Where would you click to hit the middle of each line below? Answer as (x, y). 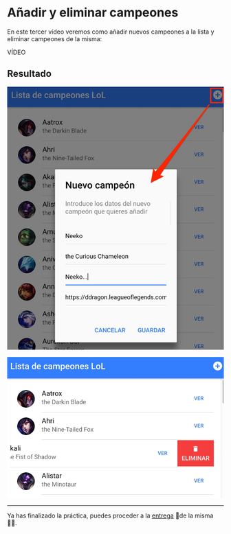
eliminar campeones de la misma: (55, 38)
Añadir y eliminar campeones (93, 13)
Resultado (29, 74)
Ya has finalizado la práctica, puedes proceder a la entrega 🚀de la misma (110, 515)
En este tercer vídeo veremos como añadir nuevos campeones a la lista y (111, 32)
